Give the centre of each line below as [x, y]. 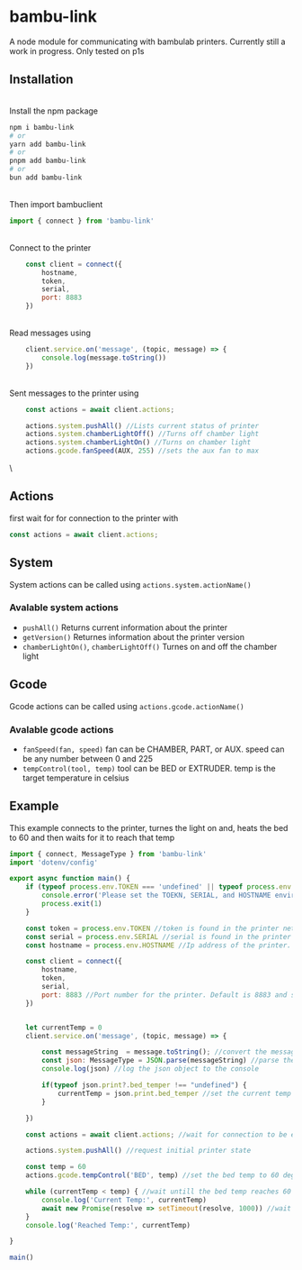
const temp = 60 [56, 1167]
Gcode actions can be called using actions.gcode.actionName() [127, 706]
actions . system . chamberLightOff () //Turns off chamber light [142, 434]
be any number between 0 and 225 [88, 758]
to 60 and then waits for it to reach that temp [92, 837]
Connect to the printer [50, 247]
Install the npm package [54, 111]
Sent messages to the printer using [74, 393]
